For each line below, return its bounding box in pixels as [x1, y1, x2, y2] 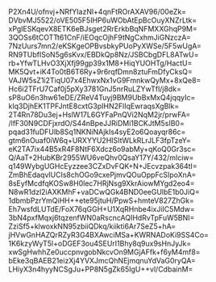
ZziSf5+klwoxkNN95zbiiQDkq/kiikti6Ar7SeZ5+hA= [8, 221, 176, 231]
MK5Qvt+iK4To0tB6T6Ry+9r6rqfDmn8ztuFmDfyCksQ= [8, 67, 193, 76]
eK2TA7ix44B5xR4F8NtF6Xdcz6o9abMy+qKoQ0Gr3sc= [8, 145, 197, 154]
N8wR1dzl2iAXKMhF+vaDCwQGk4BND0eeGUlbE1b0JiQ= [8, 187, 200, 196]
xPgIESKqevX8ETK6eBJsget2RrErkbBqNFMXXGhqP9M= [8, 24, 197, 33]
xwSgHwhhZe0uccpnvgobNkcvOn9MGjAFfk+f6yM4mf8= [8, 247, 201, 257]
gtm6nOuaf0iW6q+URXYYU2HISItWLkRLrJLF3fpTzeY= [8, 136, 192, 145]
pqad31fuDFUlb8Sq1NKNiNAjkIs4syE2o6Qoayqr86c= [8, 127, 186, 137]
